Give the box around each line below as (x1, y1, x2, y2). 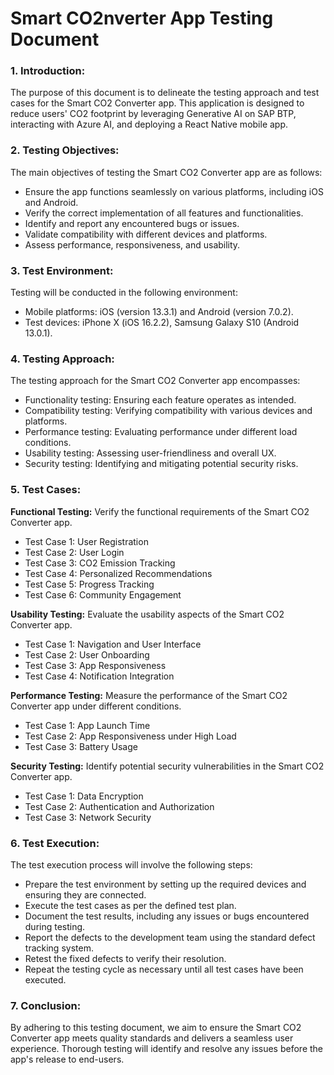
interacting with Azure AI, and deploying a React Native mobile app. (10, 118, 289, 131)
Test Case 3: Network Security (24, 811, 152, 823)
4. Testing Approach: (10, 352, 115, 366)
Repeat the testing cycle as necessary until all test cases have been (24, 963, 304, 975)
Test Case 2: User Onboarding (24, 648, 150, 661)
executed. (24, 973, 67, 986)
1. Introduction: (10, 64, 86, 78)
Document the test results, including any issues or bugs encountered (24, 910, 310, 922)
